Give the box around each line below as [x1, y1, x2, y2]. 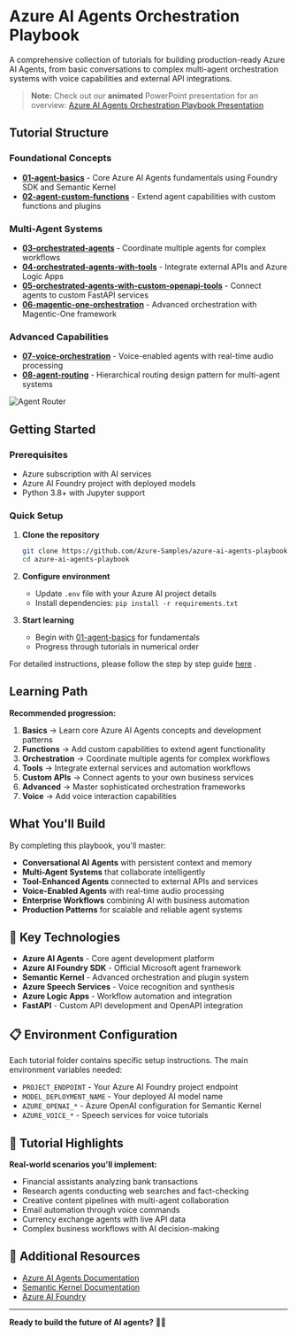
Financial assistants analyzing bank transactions [21, 1177, 199, 1187]
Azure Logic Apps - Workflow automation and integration [21, 990, 232, 1002]
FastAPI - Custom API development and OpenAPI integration [21, 1000, 243, 1011]
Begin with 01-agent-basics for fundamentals [34, 632, 201, 642]
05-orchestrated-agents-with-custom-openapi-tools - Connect [21, 280, 263, 291]
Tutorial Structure [9, 126, 109, 141]
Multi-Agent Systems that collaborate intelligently [21, 866, 206, 877]
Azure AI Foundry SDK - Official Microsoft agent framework [21, 963, 241, 974]
